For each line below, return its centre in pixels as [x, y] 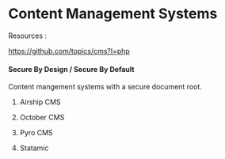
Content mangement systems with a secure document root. [105, 87]
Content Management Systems [113, 14]
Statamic [34, 148]
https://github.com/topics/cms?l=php [69, 51]
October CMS [42, 117]
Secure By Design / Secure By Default [71, 69]
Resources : [28, 36]
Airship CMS [40, 102]
